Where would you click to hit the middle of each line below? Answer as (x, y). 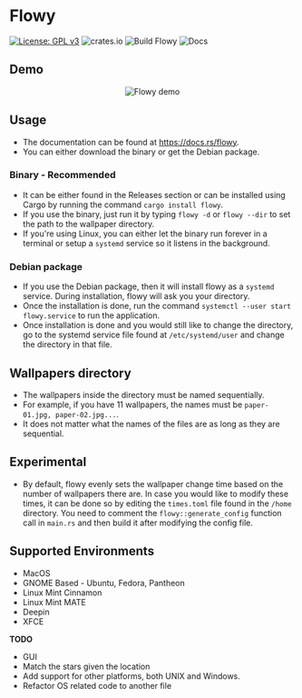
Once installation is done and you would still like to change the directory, (158, 325)
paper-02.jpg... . (88, 414)
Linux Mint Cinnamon (62, 593)
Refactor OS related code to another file (97, 685)
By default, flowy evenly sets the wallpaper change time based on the (153, 484)
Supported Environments (82, 551)
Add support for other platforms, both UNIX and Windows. (131, 676)
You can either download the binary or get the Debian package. (141, 152)
